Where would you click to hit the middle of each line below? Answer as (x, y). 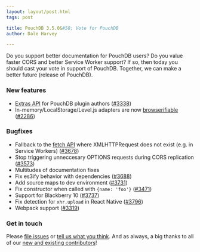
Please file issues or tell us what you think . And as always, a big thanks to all (100, 236)
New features (26, 90)
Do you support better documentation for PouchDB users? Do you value (95, 56)
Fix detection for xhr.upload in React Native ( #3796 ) (79, 201)
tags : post (20, 17)
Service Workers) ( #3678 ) (47, 150)
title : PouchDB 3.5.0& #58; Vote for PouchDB (62, 28)
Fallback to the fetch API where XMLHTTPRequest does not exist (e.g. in (104, 145)
